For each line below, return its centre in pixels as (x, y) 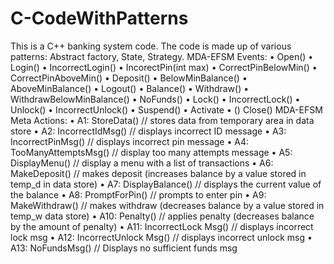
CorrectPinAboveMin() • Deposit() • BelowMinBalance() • (129, 78)
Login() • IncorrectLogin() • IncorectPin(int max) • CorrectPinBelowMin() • (164, 67)
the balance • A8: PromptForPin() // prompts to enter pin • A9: (138, 194)
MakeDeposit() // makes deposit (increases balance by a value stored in (158, 173)
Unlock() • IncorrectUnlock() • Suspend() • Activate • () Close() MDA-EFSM (166, 109)
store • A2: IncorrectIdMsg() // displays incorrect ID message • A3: (148, 131)
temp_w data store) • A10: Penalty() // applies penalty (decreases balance (162, 216)
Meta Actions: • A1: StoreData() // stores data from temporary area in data (162, 120)
